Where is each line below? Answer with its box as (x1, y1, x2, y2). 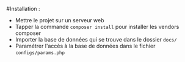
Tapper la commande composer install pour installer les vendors (15, 23, 180, 30)
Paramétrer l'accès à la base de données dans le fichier (15, 42, 156, 49)
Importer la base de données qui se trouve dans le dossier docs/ (15, 36, 177, 43)
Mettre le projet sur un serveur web (15, 17, 105, 23)
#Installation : (6, 5, 41, 12)
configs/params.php (15, 50, 65, 56)
